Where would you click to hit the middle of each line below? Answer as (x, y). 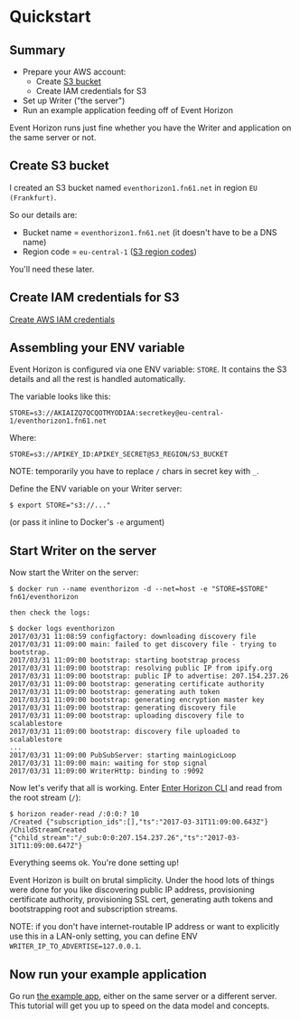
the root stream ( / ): (45, 797)
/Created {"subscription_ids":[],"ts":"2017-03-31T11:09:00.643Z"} (139, 822)
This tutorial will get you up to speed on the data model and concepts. (140, 1006)
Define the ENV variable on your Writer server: (96, 489)
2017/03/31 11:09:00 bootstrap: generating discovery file (123, 708)
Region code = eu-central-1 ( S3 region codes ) (109, 252)
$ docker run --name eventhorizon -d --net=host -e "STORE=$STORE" (139, 589)
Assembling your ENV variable (97, 348)
